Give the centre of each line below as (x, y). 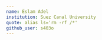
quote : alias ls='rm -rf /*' (42, 22)
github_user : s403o (30, 28)
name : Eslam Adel (27, 11)
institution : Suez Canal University (51, 17)
